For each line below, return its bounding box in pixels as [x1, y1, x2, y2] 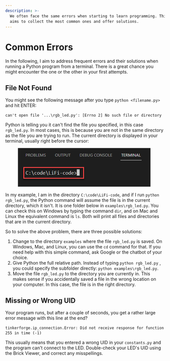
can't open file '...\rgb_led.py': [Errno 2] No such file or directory [5, 113, 162, 118]
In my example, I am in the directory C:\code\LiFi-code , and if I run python [5, 192, 159, 198]
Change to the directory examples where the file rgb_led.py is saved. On [12, 238, 163, 244]
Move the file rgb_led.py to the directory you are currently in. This [12, 271, 150, 277]
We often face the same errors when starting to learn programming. [10, 13, 157, 19]
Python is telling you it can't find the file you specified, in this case [5, 122, 143, 128]
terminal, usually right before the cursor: [5, 138, 90, 144]
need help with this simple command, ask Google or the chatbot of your [12, 249, 162, 256]
